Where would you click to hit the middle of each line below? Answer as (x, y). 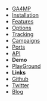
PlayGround (26, 66)
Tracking (23, 34)
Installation (25, 15)
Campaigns (26, 41)
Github (20, 79)
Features (23, 21)
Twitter (21, 85)
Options (21, 28)
